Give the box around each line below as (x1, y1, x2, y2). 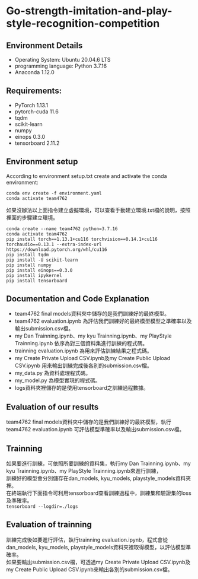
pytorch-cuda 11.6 (14, 108, 59, 115)
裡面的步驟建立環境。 (6, 214, 58, 221)
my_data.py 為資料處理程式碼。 (14, 370, 91, 377)
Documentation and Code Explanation (6, 294, 149, 304)
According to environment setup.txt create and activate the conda (6, 172, 167, 179)
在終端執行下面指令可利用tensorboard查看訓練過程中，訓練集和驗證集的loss (6, 489, 191, 497)
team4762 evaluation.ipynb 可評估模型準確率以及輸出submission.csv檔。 (6, 426, 185, 433)
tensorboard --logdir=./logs (6, 504, 78, 510)
